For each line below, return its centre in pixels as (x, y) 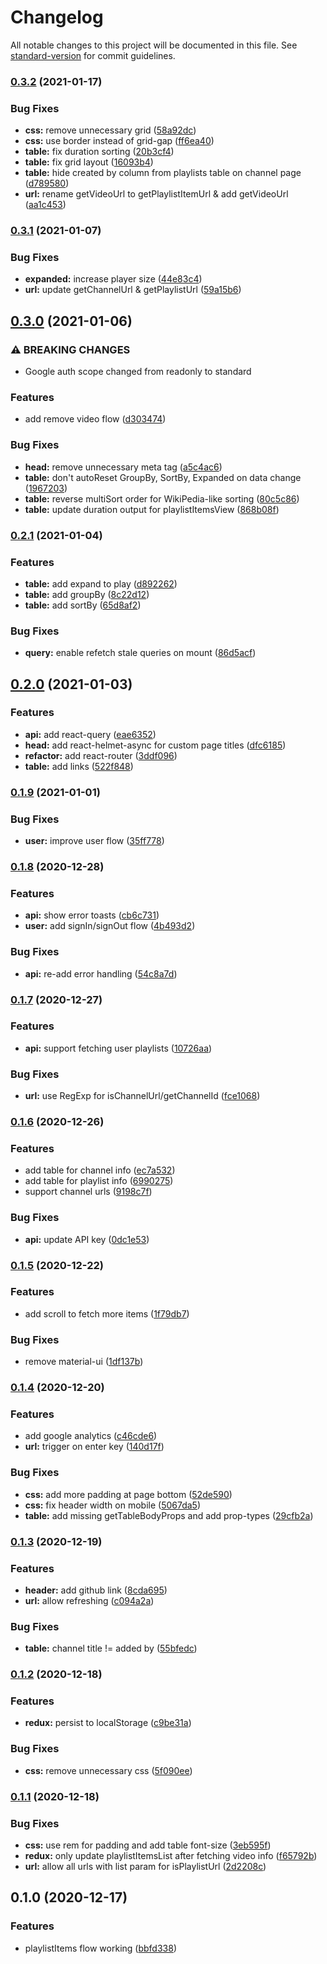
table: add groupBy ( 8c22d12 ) (87, 594)
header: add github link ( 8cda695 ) (96, 1590)
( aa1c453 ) (45, 205)
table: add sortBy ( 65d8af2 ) (83, 605)
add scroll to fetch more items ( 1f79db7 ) (107, 1313)
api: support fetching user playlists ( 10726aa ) (118, 1048)
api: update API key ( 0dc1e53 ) (87, 1239)
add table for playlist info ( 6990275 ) (99, 1181)
